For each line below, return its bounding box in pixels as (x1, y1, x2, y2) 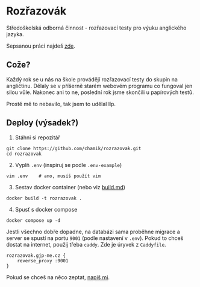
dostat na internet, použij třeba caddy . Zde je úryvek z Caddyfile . (6, 241, 167, 248)
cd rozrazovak (6, 151, 42, 157)
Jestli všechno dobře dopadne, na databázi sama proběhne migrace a (6, 228, 181, 235)
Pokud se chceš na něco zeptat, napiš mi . (6, 273, 110, 281)
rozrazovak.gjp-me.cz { (6, 252, 66, 259)
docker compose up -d (6, 217, 61, 224)
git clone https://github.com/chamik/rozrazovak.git (6, 145, 142, 151)
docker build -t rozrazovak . (6, 195, 83, 201)
